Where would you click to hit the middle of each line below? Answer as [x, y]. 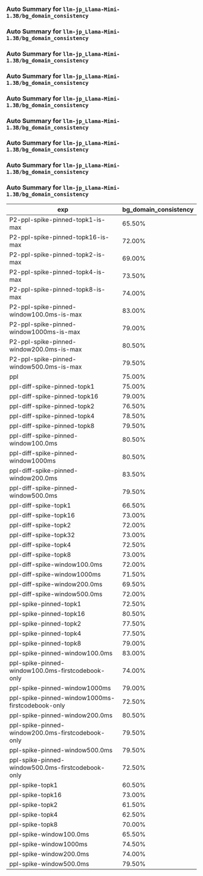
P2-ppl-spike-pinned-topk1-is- [57, 219]
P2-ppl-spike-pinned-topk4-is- [57, 272]
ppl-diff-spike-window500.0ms [56, 594]
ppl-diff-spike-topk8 [40, 555]
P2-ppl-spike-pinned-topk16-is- [60, 237]
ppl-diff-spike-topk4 [40, 544]
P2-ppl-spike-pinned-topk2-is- [57, 255]
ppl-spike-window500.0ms [49, 864]
